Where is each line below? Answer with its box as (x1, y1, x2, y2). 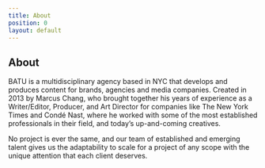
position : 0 (8, 19, 47, 27)
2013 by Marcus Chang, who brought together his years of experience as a (8, 94, 253, 103)
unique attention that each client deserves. (8, 151, 148, 161)
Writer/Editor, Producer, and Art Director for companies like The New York (8, 102, 249, 112)
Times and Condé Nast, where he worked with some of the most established (8, 110, 258, 120)
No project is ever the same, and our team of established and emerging (8, 134, 240, 143)
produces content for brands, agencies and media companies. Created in (8, 85, 247, 95)
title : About (8, 11, 51, 20)
